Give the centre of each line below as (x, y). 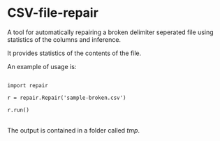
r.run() (19, 110)
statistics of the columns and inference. (64, 39)
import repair (28, 85)
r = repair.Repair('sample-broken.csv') (67, 98)
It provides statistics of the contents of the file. (74, 53)
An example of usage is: (42, 66)
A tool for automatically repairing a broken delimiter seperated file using (111, 32)
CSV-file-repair (53, 13)
